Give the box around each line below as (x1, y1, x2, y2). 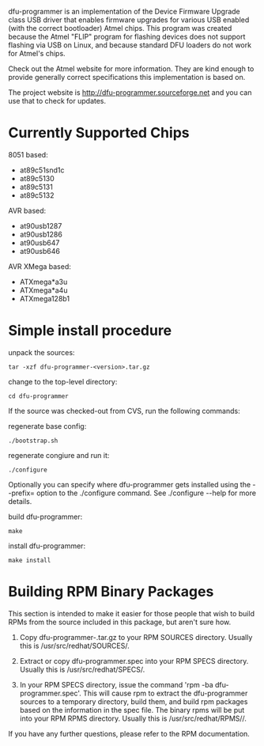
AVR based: (8, 206, 47, 215)
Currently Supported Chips (8, 124, 190, 142)
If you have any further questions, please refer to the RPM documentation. (8, 729, 251, 738)
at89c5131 (19, 182, 53, 191)
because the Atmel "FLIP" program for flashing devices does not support (8, 32, 246, 41)
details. (8, 496, 32, 506)
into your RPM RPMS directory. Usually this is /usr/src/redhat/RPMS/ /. (19, 714, 247, 723)
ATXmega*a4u (19, 285, 68, 295)
